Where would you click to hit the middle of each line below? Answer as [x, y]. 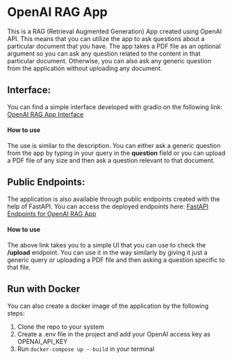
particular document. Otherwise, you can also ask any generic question [109, 60]
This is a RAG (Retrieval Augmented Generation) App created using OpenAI [115, 31]
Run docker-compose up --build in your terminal [86, 349]
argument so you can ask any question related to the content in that [104, 54]
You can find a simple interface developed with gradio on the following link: [115, 107]
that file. [19, 267]
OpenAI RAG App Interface [45, 114]
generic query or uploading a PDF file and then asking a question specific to [116, 260]
